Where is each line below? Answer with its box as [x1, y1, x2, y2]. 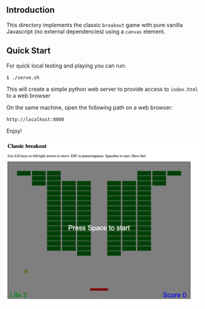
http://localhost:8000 [6, 116, 64, 122]
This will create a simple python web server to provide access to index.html [6, 85, 198, 93]
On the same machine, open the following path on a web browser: [6, 104, 173, 111]
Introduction [6, 5, 55, 15]
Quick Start [6, 45, 51, 56]
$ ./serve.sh [6, 74, 40, 80]
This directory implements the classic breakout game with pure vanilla [6, 21, 183, 28]
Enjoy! [6, 127, 23, 135]
